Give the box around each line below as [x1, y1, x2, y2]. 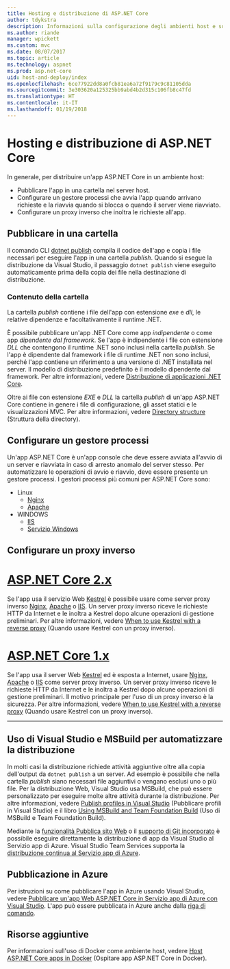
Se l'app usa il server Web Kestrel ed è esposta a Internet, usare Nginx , [7, 670, 208, 679]
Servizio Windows [27, 525, 79, 533]
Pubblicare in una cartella [7, 228, 118, 240]
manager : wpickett [7, 36, 60, 43]
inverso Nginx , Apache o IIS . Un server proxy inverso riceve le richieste [7, 602, 208, 610]
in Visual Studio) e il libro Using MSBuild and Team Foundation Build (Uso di [7, 806, 220, 814]
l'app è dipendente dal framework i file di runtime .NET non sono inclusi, [7, 350, 211, 358]
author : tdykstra [7, 16, 57, 23]
